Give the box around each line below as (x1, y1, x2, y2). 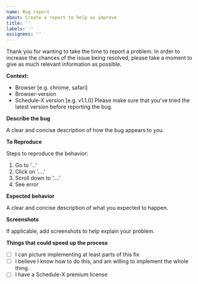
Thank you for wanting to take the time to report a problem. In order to (6, 48, 181, 55)
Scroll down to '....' (14, 174, 61, 181)
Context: (6, 72, 29, 80)
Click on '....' (14, 168, 46, 175)
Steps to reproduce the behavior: (6, 150, 88, 157)
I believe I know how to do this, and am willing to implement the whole (14, 257, 188, 265)
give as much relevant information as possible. (6, 61, 122, 68)
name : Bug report (6, 8, 50, 15)
